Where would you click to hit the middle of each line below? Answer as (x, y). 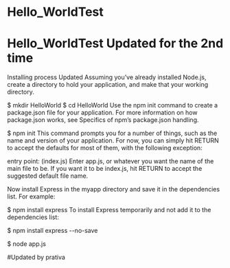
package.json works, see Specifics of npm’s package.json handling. (103, 120)
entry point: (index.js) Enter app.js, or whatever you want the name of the (111, 161)
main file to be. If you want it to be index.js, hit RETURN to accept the (105, 169)
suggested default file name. (48, 176)
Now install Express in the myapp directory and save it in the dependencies (114, 189)
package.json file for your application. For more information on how (102, 113)
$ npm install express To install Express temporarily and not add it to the (109, 210)
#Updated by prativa (36, 257)
